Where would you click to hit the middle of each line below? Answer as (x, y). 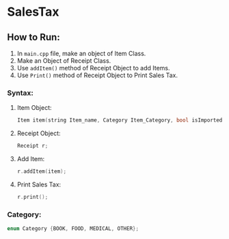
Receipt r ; (32, 146)
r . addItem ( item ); (42, 171)
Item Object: (35, 108)
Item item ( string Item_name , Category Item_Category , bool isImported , (121, 120)
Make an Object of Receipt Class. (64, 61)
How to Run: (33, 37)
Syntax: (21, 93)
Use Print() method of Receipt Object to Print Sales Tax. (97, 75)
